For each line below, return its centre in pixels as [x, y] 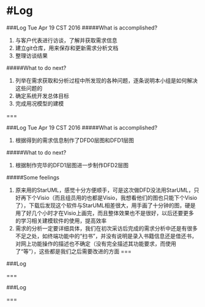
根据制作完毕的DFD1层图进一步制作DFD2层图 [72, 165]
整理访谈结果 [31, 55]
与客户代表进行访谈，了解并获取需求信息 [66, 40]
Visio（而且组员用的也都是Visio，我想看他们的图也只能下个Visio [117, 197]
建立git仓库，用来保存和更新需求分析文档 [67, 48]
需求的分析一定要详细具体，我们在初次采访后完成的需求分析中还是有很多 [106, 228]
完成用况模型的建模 [39, 103]
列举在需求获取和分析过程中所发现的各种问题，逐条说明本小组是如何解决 [106, 80]
